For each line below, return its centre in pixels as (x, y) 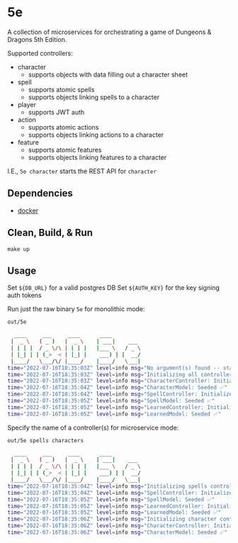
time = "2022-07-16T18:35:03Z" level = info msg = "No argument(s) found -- (114, 368)
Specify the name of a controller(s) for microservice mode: (93, 427)
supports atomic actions (63, 127)
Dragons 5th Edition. (37, 39)
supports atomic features (65, 150)
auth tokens (24, 296)
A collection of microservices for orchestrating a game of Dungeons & (109, 32)
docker (28, 211)
